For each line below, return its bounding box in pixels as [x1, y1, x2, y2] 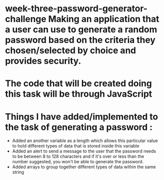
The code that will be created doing [5, 78, 152, 89]
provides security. [5, 55, 82, 67]
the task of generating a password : [5, 121, 153, 133]
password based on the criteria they [5, 35, 156, 46]
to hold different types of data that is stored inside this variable [12, 143, 139, 149]
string [12, 169, 25, 175]
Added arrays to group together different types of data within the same [12, 164, 156, 170]
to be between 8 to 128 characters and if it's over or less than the [12, 153, 144, 159]
